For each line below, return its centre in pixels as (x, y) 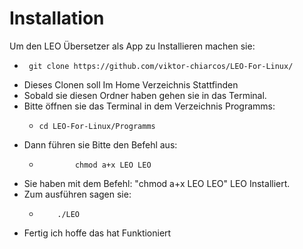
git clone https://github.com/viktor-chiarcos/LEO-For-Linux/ (161, 66)
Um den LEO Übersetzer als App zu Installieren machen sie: (132, 46)
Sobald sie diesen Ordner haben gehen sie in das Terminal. (145, 95)
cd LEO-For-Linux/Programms (97, 126)
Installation (57, 18)
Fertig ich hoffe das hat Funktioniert (97, 233)
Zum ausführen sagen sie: (77, 194)
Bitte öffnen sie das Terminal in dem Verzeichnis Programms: (149, 106)
